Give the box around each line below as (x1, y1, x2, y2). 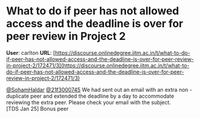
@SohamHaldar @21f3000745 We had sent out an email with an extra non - (6, 86, 192, 93)
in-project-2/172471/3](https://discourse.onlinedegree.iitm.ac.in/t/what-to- (6, 61, 190, 69)
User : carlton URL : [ (6, 49, 56, 56)
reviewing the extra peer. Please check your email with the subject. (6, 98, 171, 105)
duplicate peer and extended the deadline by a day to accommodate (6, 92, 174, 100)
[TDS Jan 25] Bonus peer (6, 105, 69, 112)
